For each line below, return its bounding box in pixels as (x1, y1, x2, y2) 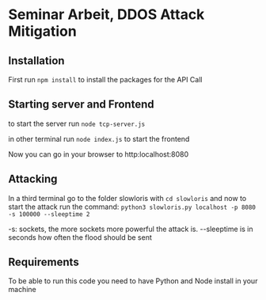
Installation (8, 54, 65, 67)
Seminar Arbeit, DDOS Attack (8, 6, 205, 24)
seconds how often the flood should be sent (8, 232, 152, 242)
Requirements (8, 256, 79, 269)
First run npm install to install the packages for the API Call (8, 75, 203, 84)
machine (8, 285, 37, 294)
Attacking (8, 173, 58, 186)
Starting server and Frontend (8, 97, 154, 112)
